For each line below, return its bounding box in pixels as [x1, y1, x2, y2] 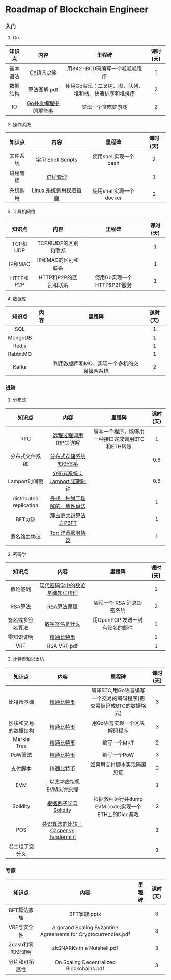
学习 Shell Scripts [36, 156, 78, 163]
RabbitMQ [8, 351, 32, 358]
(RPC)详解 [55, 439, 80, 446]
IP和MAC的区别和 [37, 257, 79, 264]
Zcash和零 [8, 941, 34, 948]
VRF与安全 [8, 924, 34, 931]
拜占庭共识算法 [50, 512, 86, 519]
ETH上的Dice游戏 [97, 810, 139, 818]
